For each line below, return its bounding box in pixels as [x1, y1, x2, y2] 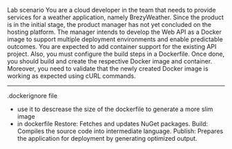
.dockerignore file [7, 92, 57, 99]
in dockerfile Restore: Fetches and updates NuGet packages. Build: [17, 120, 209, 128]
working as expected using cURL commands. [7, 72, 136, 80]
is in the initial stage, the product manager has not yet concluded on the [7, 21, 212, 28]
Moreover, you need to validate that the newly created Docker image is [7, 65, 209, 72]
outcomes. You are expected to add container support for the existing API [7, 43, 217, 50]
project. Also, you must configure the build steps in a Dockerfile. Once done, [7, 50, 225, 58]
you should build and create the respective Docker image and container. [7, 57, 213, 65]
